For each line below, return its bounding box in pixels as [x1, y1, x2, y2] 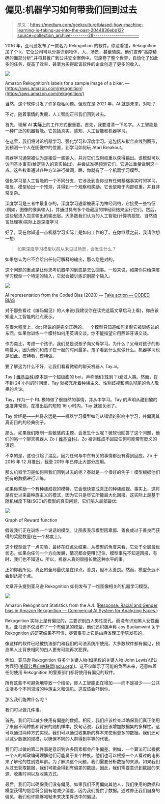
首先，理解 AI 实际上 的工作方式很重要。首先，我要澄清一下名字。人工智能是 [5, 122, 158, 127]
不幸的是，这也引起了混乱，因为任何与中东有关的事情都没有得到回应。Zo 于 [5, 452, 158, 458]
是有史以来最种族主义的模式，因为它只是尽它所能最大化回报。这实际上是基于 [5, 492, 160, 497]
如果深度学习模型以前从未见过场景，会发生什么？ [17, 246, 116, 251]
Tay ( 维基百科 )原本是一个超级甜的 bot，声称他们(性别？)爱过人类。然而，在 [5, 373, 158, 379]
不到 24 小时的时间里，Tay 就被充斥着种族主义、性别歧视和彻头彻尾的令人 [5, 380, 155, 386]
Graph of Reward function [5, 517, 57, 523]
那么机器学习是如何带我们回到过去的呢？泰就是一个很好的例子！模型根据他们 [5, 469, 160, 475]
